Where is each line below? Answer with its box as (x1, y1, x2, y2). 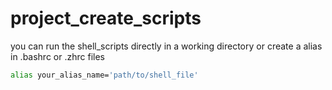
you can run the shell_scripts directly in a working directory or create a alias (10, 40, 323, 52)
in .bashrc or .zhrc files (10, 50, 105, 62)
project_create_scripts (10, 7, 202, 30)
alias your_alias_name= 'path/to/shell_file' (10, 70, 199, 80)
